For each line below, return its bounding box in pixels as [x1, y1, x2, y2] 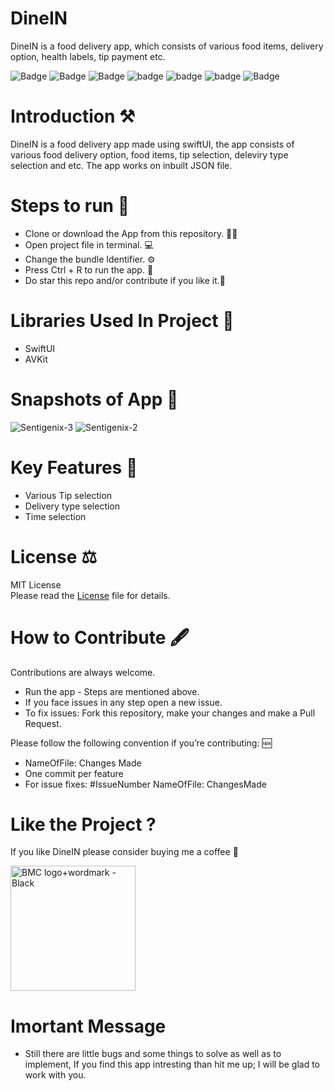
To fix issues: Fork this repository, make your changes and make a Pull [24, 707, 316, 719]
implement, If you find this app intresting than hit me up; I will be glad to [24, 1058, 320, 1071]
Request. [24, 717, 62, 729]
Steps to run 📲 [10, 195, 130, 217]
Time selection [24, 510, 87, 522]
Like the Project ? [10, 813, 157, 836]
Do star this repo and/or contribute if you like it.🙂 [24, 274, 226, 286]
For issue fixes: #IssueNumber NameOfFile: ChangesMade [24, 778, 267, 790]
